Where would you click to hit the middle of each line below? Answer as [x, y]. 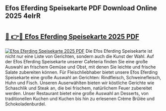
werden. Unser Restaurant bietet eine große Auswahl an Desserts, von [77, 93]
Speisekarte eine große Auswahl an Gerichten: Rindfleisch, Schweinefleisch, [83, 77]
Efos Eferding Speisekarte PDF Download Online [81, 8]
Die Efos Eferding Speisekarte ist [119, 51]
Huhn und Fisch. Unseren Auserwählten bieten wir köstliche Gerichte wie [80, 83]
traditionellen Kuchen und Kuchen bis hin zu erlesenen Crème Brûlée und [80, 99]
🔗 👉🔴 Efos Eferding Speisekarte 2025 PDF [72, 37]
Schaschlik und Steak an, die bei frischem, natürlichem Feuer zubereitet [79, 88]
